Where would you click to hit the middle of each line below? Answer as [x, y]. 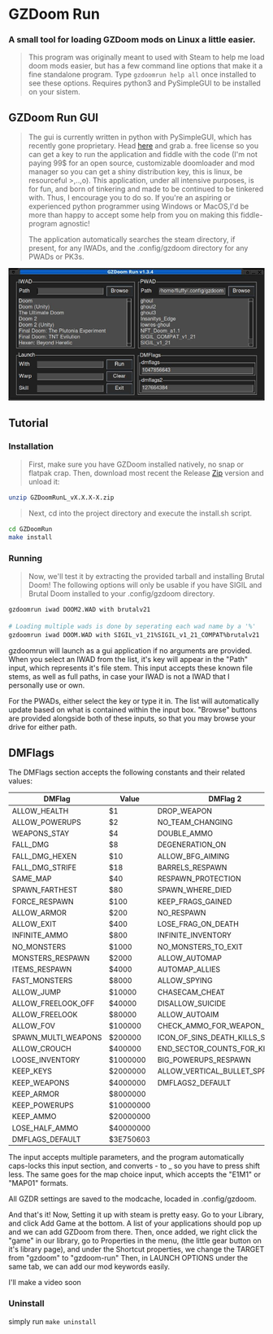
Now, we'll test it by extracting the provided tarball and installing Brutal [146, 576]
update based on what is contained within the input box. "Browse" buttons [133, 710]
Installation [31, 446]
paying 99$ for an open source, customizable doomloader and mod [141, 163]
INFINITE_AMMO [40, 935]
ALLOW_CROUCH [41, 1048]
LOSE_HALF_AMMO [45, 1128]
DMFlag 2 [225, 799]
